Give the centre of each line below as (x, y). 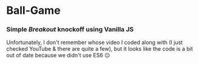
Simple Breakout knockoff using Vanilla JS (70, 30)
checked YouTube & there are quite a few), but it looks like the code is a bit (99, 49)
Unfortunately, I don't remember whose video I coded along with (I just (95, 42)
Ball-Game (33, 11)
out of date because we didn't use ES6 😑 (58, 56)
